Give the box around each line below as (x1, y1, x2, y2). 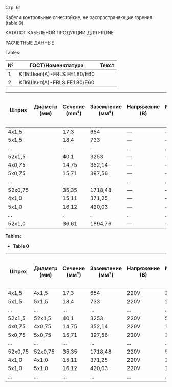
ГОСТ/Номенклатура (29, 62, 84, 69)
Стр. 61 (5, 5, 21, 10)
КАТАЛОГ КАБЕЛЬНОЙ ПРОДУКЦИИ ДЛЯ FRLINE (5, 30, 114, 35)
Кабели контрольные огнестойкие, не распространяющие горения (5, 14, 153, 20)
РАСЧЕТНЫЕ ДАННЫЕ (5, 40, 55, 46)
